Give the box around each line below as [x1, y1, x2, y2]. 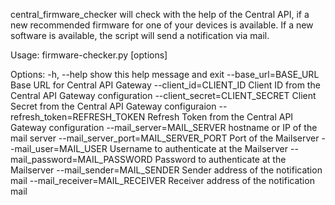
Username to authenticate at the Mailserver [109, 143, 289, 154]
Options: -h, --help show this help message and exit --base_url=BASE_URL [10, 69, 320, 80]
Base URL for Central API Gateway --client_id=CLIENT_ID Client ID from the [10, 79, 321, 91]
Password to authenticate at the [154, 154, 287, 165]
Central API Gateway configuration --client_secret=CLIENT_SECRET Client [10, 90, 317, 101]
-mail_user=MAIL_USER [10, 143, 108, 154]
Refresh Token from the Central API [147, 111, 294, 123]
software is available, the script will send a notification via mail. [10, 30, 270, 41]
